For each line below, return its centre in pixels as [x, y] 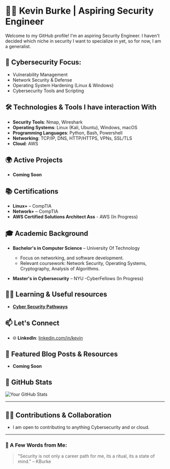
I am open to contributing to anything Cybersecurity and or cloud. [81, 427]
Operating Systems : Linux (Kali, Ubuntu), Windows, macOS [75, 127]
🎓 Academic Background [47, 233]
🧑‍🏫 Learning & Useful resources [56, 295]
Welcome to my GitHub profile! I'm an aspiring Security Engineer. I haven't [82, 35]
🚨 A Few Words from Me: [36, 445]
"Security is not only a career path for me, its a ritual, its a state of [86, 456]
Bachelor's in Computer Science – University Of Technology [76, 248]
